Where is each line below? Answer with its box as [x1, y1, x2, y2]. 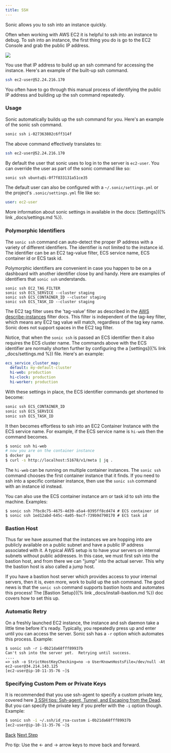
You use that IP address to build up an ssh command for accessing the [5, 62, 154, 68]
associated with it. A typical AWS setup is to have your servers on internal [5, 547, 160, 554]
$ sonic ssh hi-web [5, 443, 47, 449]
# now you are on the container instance [5, 448, 95, 453]
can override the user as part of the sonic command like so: [5, 165, 131, 171]
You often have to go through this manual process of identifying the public [5, 86, 162, 93]
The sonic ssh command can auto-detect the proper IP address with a [5, 239, 153, 245]
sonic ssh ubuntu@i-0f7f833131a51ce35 [5, 175, 88, 180]
